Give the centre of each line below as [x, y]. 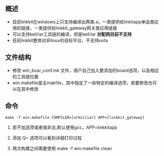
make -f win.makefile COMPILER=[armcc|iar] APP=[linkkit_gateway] [75, 118]
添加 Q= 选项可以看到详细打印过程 [47, 138]
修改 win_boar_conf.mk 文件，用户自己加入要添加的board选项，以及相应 [85, 70]
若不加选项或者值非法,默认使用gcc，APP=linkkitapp [65, 127]
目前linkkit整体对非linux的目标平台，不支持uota [60, 40]
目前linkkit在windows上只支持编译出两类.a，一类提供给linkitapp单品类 [83, 22]
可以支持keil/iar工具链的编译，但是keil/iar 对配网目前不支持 [72, 34]
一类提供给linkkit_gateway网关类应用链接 [76, 28]
